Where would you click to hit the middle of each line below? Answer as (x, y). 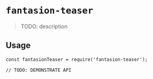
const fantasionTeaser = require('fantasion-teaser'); (77, 60)
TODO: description (44, 26)
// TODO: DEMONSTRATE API (38, 70)
